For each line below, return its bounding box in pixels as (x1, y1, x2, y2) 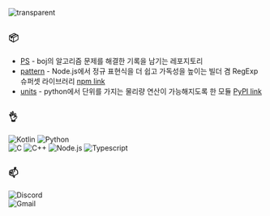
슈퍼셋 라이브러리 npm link (19, 76, 105, 86)
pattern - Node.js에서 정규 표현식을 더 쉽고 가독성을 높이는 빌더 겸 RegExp (19, 66, 259, 76)
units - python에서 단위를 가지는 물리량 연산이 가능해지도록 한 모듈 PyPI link (19, 86, 262, 96)
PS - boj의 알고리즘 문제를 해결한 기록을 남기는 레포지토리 (19, 56, 204, 66)
